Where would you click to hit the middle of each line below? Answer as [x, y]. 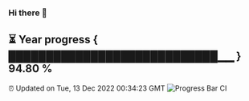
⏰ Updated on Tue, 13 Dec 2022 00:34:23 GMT [87, 88]
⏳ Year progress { [53, 40]
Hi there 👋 [28, 13]
